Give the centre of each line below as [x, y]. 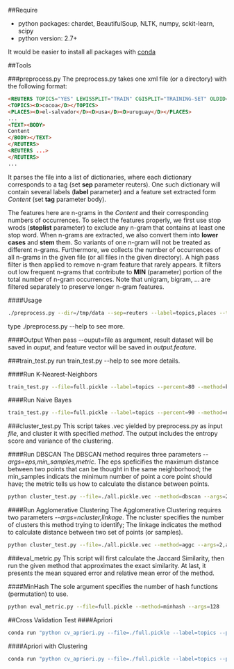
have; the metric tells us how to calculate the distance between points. [109, 484]
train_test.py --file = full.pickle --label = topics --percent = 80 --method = [117, 387]
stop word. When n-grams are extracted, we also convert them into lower [113, 235]
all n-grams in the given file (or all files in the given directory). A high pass [114, 257]
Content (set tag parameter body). [57, 199]
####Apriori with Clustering [48, 646]
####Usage [25, 300]
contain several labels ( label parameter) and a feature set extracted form [112, 191]
